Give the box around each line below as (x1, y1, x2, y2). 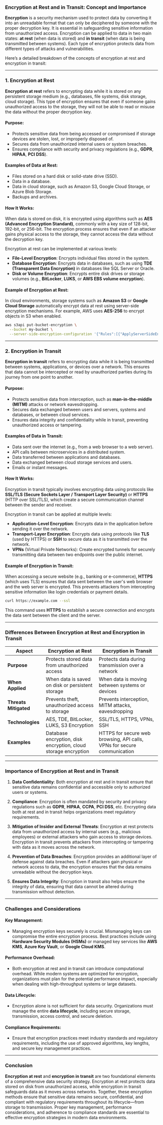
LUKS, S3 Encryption (46, 722, 94, 729)
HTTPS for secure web (98, 730, 151, 737)
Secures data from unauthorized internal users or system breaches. (12, 141, 147, 147)
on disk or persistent (46, 682, 93, 688)
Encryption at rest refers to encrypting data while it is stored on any (5, 88, 142, 94)
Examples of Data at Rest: (5, 162, 58, 168)
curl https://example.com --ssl (5, 599, 70, 604)
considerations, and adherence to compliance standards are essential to (5, 1109, 149, 1115)
